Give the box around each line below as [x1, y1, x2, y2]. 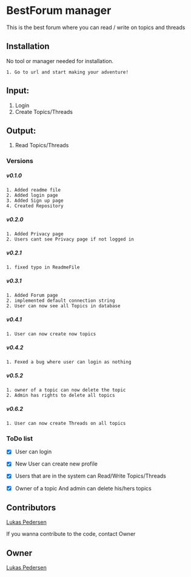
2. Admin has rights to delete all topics [6, 392, 115, 399]
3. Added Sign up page [6, 198, 64, 204]
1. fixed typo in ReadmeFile [6, 264, 80, 270]
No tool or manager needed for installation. [6, 57, 114, 64]
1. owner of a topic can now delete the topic [6, 387, 126, 393]
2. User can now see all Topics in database [6, 303, 121, 309]
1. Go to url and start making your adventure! [6, 69, 129, 75]
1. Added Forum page [6, 292, 59, 299]
